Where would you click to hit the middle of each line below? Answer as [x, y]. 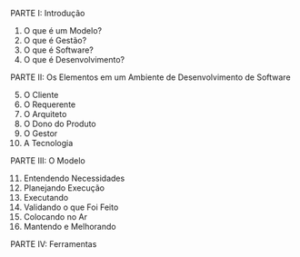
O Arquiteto [45, 114]
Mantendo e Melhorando [70, 227]
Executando [46, 198]
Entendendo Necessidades [74, 178]
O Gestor [40, 133]
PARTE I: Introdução [48, 13]
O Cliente [41, 95]
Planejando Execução [64, 188]
